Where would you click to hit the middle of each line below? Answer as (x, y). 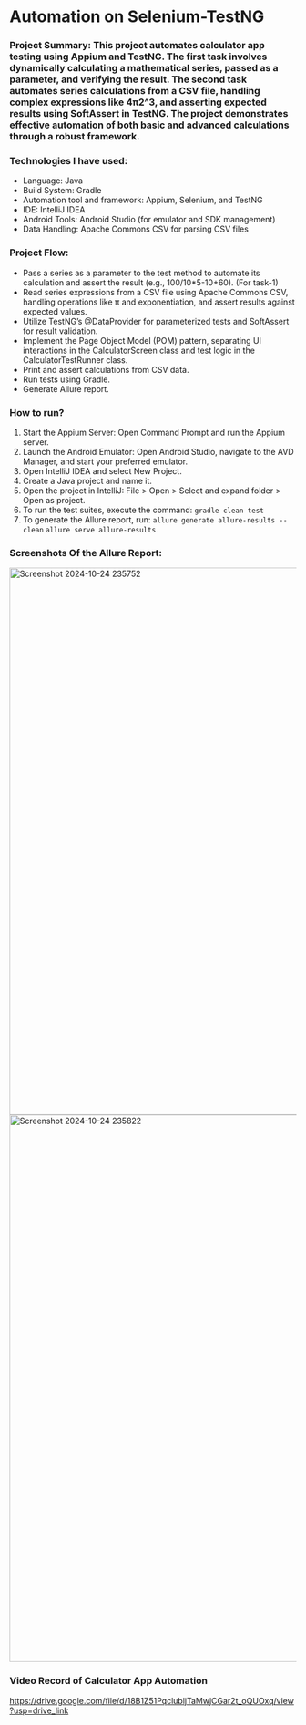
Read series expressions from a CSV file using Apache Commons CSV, (155, 292)
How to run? (37, 412)
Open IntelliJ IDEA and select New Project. (102, 471)
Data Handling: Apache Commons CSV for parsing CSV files (135, 229)
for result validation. (60, 331)
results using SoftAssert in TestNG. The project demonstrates (149, 114)
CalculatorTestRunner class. (75, 360)
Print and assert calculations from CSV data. (106, 369)
